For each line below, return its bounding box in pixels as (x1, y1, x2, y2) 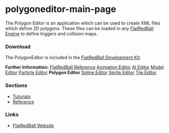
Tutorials (12, 93, 31, 99)
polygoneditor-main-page (5, 3, 117, 15)
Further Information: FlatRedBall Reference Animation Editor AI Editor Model (5, 64, 164, 70)
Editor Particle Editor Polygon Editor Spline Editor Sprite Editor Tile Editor (5, 69, 157, 75)
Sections (5, 82, 28, 89)
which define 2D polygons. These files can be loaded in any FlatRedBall (5, 25, 154, 31)
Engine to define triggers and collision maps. (5, 30, 98, 36)
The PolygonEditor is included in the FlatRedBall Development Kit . (5, 54, 141, 60)
